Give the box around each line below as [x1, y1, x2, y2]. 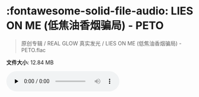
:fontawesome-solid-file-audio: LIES [6, 4, 194, 18]
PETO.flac [21, 46, 46, 53]
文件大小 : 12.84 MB [6, 59, 54, 66]
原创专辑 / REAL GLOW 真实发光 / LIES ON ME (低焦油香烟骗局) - [21, 40, 182, 47]
